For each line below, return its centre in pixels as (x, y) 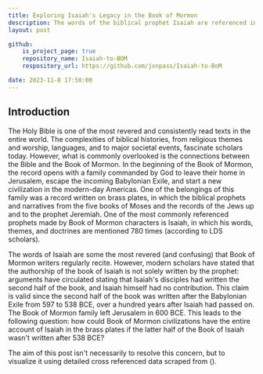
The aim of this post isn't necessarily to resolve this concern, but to (117, 353)
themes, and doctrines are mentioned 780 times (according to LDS (115, 231)
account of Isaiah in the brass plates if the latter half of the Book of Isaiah (126, 329)
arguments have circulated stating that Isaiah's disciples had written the (124, 279)
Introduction (39, 112)
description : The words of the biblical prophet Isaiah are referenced (127, 23)
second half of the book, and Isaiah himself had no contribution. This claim (128, 288)
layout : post (29, 30)
